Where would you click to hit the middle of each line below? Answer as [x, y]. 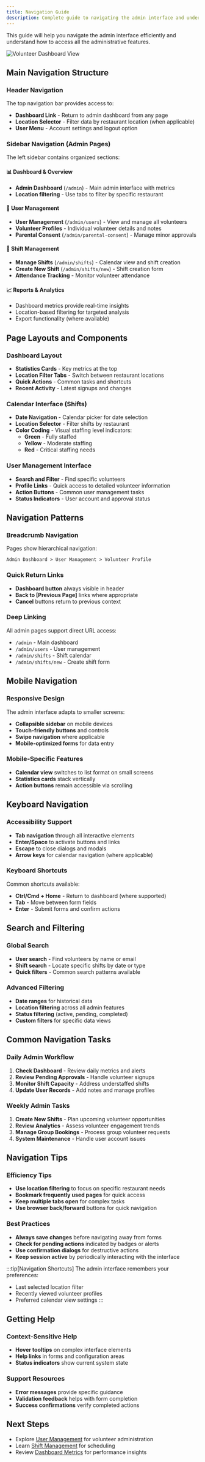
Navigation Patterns [45, 518]
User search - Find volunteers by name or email [75, 959]
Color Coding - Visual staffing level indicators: [74, 430]
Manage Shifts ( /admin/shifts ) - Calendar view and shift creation [98, 262]
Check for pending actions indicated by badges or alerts [87, 1244]
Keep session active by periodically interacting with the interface [97, 1256]
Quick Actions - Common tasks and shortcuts [73, 381]
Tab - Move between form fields [56, 902]
